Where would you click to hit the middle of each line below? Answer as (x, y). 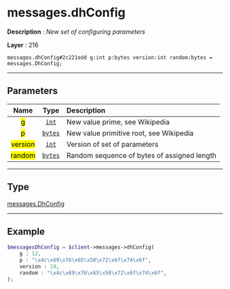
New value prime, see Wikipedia (118, 122)
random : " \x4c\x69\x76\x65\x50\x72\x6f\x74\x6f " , (93, 273)
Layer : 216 (23, 45)
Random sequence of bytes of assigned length (141, 155)
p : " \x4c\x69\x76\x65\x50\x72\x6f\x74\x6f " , (86, 260)
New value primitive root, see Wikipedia (130, 133)
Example (26, 231)
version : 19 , (39, 266)
